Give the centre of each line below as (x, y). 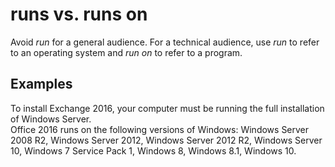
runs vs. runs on (79, 14)
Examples (41, 84)
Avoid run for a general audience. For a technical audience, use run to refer (165, 42)
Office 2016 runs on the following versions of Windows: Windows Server (160, 129)
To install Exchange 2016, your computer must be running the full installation (167, 108)
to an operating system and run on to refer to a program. (126, 52)
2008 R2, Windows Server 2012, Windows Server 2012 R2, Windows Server (166, 140)
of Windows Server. (51, 119)
